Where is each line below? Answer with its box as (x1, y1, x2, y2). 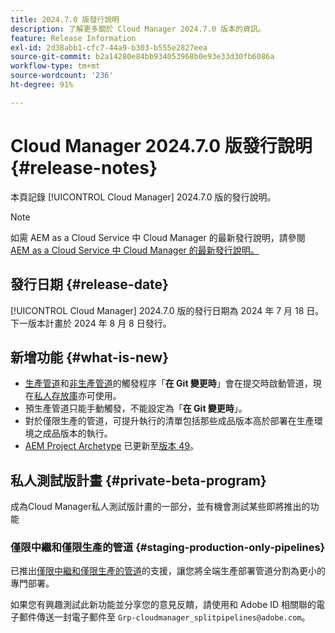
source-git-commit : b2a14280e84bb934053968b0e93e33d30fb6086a (10, 52, 275, 62)
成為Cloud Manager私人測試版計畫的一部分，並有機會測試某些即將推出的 (10, 501, 311, 513)
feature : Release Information (10, 33, 137, 43)
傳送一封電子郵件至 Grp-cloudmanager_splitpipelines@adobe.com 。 (36, 611, 311, 623)
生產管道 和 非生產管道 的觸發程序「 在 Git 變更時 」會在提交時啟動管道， (24, 377, 313, 390)
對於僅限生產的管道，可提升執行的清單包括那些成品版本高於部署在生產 (24, 415, 315, 427)
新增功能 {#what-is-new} (10, 349, 169, 366)
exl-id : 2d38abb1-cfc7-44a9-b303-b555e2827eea (10, 42, 208, 53)
